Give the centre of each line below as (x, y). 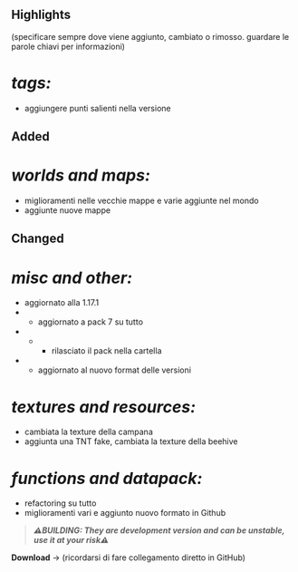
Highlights (41, 15)
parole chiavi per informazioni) (68, 46)
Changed (38, 239)
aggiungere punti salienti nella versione (97, 108)
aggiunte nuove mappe (67, 210)
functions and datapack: (107, 478)
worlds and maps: (81, 175)
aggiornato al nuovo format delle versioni (115, 370)
